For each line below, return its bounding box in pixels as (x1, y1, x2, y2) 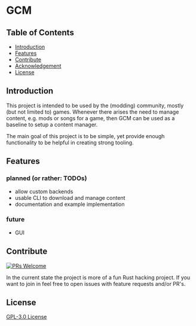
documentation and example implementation (14, 200, 125, 208)
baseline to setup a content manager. (6, 121, 98, 128)
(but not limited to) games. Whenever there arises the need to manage (6, 108, 179, 115)
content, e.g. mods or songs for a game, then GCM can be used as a (6, 114, 175, 121)
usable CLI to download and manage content (14, 194, 125, 201)
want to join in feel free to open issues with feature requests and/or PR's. (6, 280, 186, 287)
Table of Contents (6, 28, 75, 38)
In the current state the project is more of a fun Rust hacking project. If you (6, 273, 191, 281)
